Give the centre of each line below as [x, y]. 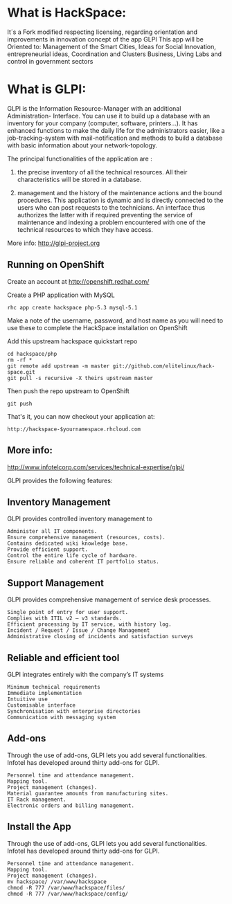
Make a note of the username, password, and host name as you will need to [115, 320]
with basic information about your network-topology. [82, 145]
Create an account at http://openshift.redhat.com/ [78, 281]
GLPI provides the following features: [60, 480]
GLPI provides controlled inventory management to [80, 519]
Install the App [39, 827]
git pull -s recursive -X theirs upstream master [80, 378]
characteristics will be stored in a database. [79, 179]
